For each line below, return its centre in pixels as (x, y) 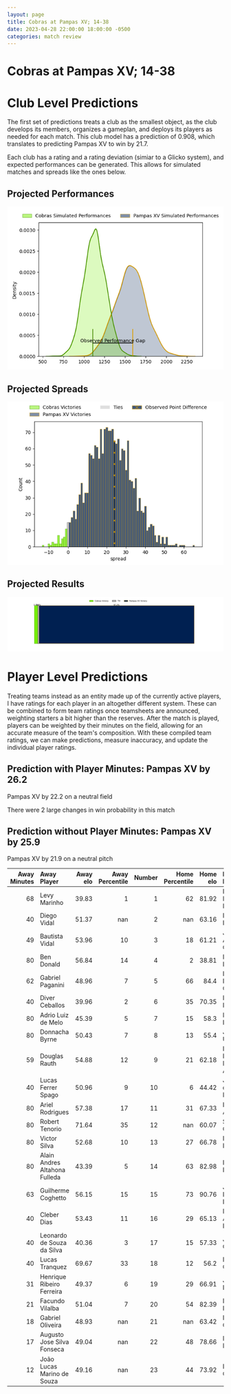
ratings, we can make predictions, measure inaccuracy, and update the (108, 740)
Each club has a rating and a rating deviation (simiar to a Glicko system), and (115, 157)
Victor (48, 1139)
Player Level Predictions (78, 677)
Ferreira (51, 1291)
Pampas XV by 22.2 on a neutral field (60, 796)
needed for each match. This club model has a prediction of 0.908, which (111, 137)
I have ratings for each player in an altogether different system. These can (112, 703)
